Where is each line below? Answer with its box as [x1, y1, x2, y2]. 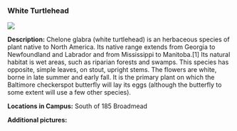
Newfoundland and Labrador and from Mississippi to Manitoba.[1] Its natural [7, 51, 231, 59]
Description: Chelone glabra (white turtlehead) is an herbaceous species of [7, 35, 230, 44]
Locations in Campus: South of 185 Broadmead [7, 102, 148, 110]
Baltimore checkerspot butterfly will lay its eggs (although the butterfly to [7, 80, 222, 89]
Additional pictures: [7, 116, 68, 125]
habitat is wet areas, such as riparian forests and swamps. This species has [7, 58, 229, 66]
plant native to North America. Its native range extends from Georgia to [7, 43, 216, 51]
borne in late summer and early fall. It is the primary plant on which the [7, 73, 215, 82]
